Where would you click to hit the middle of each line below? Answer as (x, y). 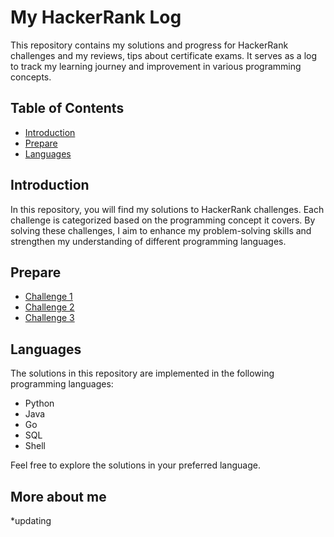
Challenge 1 (48, 297)
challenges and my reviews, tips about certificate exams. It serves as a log (164, 55)
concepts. (31, 77)
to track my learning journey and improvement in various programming (156, 66)
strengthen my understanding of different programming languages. (148, 241)
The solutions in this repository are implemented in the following (142, 373)
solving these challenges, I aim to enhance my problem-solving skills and (161, 230)
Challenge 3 (49, 318)
